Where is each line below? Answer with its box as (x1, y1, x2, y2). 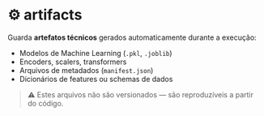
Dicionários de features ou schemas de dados (19, 74, 173, 84)
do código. (27, 98, 64, 108)
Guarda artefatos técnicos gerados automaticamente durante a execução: (7, 32, 257, 42)
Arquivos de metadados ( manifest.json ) (19, 65, 154, 75)
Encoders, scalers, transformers (19, 57, 127, 67)
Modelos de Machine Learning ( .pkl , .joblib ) (19, 48, 172, 58)
